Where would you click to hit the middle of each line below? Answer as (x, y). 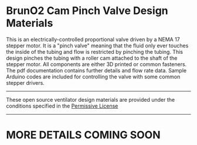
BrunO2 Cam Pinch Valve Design (87, 11)
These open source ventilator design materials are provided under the (90, 99)
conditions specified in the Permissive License (62, 106)
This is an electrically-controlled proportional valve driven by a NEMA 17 (93, 39)
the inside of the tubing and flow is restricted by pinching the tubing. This (95, 51)
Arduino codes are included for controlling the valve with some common (93, 77)
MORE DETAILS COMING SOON (83, 135)
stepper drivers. (26, 82)
